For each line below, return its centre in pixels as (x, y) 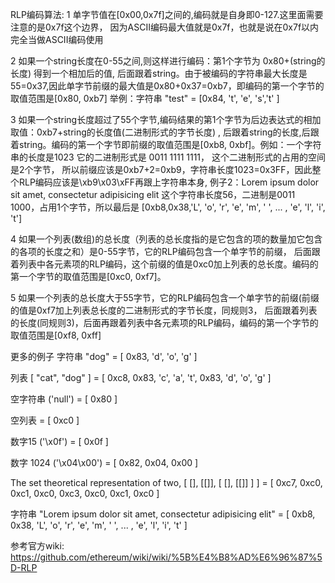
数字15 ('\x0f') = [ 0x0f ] (59, 441)
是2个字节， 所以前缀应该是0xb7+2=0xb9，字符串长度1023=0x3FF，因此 (161, 169)
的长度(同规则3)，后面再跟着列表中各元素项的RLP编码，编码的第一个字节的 (164, 322)
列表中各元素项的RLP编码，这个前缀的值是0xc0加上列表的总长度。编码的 (168, 264)
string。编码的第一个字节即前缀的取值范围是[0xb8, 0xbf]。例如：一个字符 (170, 144)
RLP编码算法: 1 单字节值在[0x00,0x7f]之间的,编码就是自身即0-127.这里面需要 (167, 14)
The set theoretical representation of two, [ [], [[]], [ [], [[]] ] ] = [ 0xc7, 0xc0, (166, 482)
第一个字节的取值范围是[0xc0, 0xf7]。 (88, 276)
